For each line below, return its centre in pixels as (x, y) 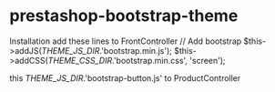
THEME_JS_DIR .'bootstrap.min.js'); (107, 50)
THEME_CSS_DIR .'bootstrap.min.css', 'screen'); (137, 60)
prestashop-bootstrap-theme (124, 16)
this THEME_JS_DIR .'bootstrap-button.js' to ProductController (125, 77)
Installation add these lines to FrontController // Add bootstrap (126, 41)
